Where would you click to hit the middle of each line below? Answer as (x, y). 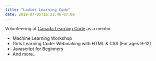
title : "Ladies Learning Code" (38, 10)
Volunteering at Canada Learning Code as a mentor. (58, 28)
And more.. (24, 54)
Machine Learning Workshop (42, 38)
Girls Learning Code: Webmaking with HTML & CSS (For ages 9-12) (82, 43)
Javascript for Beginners (38, 49)
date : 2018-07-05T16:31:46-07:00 (40, 14)
